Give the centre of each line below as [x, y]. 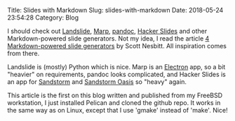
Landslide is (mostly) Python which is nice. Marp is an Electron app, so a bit [116, 67]
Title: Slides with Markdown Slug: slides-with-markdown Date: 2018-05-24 [115, 10]
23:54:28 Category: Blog [43, 17]
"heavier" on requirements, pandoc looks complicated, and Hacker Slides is [116, 74]
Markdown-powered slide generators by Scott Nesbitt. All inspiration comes [117, 46]
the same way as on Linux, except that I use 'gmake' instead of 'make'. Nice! [117, 110]
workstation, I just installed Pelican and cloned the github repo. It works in [114, 103]
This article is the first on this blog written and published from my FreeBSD [115, 95]
